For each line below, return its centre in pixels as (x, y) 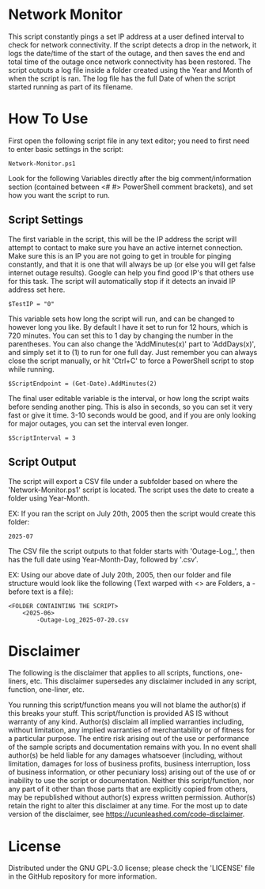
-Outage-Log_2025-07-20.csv (83, 620)
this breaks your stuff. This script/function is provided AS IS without (118, 713)
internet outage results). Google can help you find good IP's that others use (131, 272)
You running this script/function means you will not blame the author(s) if (127, 705)
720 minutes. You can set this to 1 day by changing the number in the (121, 335)
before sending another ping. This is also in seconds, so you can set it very (131, 407)
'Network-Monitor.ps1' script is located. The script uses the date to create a (131, 490)
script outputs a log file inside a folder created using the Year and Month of (131, 70)
